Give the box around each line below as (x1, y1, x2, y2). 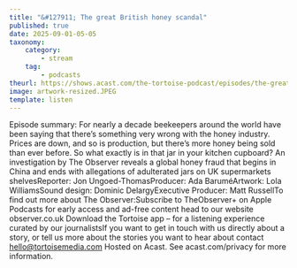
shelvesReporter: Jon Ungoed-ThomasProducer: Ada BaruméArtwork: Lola (9, 176, 282, 187)
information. (9, 251, 54, 262)
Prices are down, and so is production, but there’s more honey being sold (9, 138, 276, 149)
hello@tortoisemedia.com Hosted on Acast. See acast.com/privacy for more (9, 241, 287, 252)
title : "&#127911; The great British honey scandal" (9, 12, 208, 22)
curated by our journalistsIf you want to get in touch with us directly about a (9, 223, 286, 234)
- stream (41, 54, 73, 63)
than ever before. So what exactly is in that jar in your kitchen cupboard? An (9, 148, 286, 158)
